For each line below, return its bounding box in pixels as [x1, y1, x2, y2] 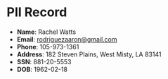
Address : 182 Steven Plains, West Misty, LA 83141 [16, 50, 162, 59]
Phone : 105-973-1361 [16, 42, 79, 51]
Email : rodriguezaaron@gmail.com [16, 35, 117, 43]
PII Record [6, 4, 67, 20]
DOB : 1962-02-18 [16, 65, 68, 73]
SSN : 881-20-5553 [16, 57, 72, 66]
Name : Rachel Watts [16, 28, 77, 36]
